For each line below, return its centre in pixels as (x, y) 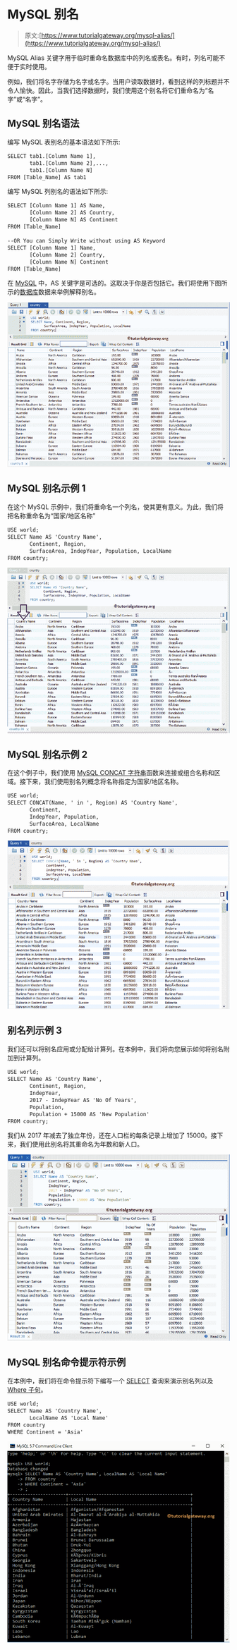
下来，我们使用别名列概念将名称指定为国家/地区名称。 (104, 782)
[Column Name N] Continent (69, 262)
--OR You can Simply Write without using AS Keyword (86, 240)
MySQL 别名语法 (43, 124)
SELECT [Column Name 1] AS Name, (56, 205)
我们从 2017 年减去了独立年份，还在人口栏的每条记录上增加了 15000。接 (112, 1135)
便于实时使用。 (29, 66)
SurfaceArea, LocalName (64, 824)
